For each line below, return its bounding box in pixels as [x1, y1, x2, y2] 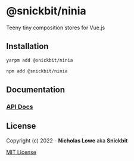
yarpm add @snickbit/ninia [6, 57, 73, 63]
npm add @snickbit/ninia [6, 68, 68, 74]
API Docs [6, 102, 33, 111]
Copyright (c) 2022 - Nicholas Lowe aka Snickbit [6, 136, 128, 144]
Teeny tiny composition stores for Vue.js [6, 24, 105, 31]
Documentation [6, 84, 66, 95]
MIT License [6, 148, 37, 156]
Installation [6, 41, 49, 51]
